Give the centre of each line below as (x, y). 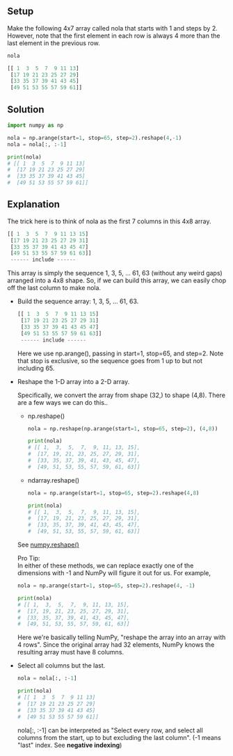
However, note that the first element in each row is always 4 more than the (114, 35)
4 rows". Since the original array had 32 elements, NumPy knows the (116, 645)
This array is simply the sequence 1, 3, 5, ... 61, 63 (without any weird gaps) (115, 273)
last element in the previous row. (54, 43)
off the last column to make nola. (54, 288)
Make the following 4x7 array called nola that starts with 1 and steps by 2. (112, 28)
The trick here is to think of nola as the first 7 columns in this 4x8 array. (109, 221)
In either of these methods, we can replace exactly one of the (105, 565)
